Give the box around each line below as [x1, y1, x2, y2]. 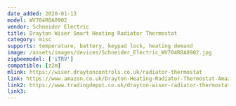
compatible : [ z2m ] [7, 62, 61, 69]
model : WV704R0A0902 [7, 17, 68, 24]
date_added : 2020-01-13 [7, 10, 77, 17]
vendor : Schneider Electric [7, 23, 90, 30]
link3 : [7, 88, 27, 95]
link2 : [7, 82, 27, 89]
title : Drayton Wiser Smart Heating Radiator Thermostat [7, 29, 178, 37]
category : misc [7, 36, 52, 43]
